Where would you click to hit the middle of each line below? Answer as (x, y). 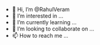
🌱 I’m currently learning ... (44, 22)
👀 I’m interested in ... (38, 16)
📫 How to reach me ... (40, 36)
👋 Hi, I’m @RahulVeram (41, 9)
